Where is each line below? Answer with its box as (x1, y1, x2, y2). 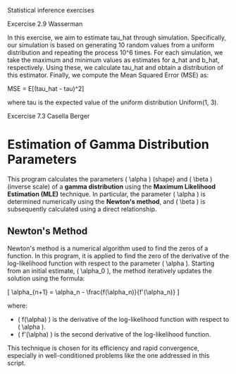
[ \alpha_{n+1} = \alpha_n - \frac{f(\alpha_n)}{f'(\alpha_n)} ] (7, 287, 180, 296)
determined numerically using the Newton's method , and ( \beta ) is (7, 197, 206, 205)
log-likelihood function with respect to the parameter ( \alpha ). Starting (7, 259, 215, 267)
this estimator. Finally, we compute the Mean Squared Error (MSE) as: (7, 71, 209, 79)
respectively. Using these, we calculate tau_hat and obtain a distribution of (7, 64, 224, 71)
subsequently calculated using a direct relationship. (7, 205, 157, 213)
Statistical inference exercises (7, 6, 95, 14)
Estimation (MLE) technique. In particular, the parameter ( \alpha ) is (7, 190, 206, 198)
